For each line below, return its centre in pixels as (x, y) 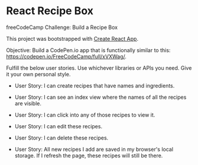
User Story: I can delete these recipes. (61, 138)
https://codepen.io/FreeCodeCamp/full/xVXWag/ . (66, 56)
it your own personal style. (38, 74)
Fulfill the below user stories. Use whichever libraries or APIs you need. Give (99, 68)
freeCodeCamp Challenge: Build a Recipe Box (62, 27)
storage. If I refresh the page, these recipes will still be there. (89, 156)
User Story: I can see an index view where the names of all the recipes (100, 97)
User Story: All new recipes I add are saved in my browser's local (94, 149)
